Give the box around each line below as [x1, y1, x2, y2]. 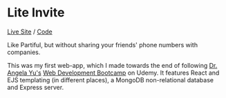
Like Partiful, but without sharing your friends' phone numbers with [7, 40, 198, 49]
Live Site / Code [7, 27, 53, 36]
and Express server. [7, 83, 64, 91]
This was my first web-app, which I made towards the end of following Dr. [7, 61, 218, 69]
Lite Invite [7, 5, 65, 21]
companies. [7, 48, 41, 56]
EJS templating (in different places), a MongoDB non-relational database [7, 75, 214, 84]
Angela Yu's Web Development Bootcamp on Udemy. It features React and [7, 69, 220, 77]
